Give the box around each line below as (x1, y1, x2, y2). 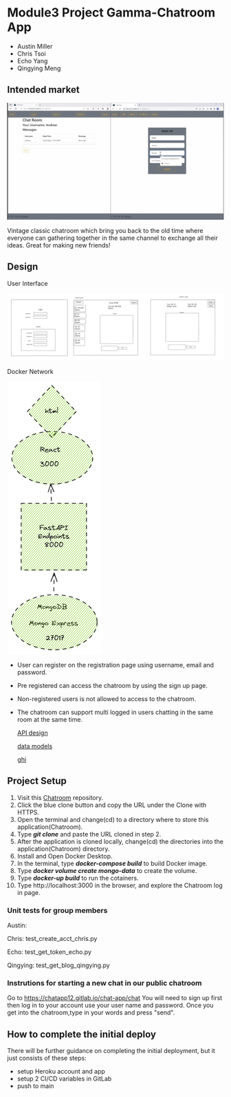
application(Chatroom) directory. (16, 844, 110, 853)
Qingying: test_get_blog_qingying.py (7, 961, 110, 970)
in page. (16, 888, 41, 896)
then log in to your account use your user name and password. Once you (7, 1001, 214, 1010)
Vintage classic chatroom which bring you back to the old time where (7, 226, 203, 234)
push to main (16, 1082, 54, 1090)
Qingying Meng (16, 64, 61, 72)
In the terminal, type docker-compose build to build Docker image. (16, 859, 208, 867)
